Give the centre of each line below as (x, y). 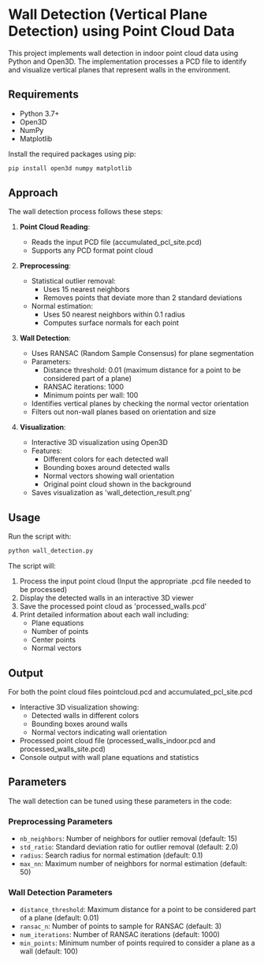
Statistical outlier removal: (73, 281)
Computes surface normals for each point (111, 323)
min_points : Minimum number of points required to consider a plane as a (137, 943)
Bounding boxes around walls (79, 724)
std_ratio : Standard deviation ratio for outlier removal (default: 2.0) (129, 847)
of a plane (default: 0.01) (59, 918)
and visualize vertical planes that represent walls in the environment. (119, 69)
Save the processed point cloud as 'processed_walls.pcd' (113, 606)
